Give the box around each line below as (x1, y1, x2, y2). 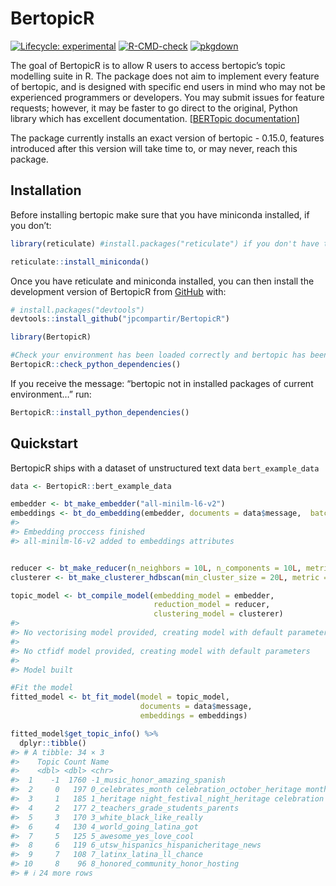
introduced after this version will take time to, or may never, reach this (10, 142, 298, 154)
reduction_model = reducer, (153, 600, 271, 610)
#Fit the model (10, 683, 74, 693)
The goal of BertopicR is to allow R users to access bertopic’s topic (10, 59, 286, 71)
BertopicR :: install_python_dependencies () (10, 407, 190, 417)
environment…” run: (10, 388, 92, 400)
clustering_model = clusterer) (153, 609, 284, 619)
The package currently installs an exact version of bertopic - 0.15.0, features (10, 132, 325, 144)
